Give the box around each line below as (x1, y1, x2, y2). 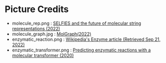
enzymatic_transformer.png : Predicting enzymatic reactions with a (12, 47, 151, 53)
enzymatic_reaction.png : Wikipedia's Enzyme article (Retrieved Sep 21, (12, 36, 161, 42)
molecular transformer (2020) (12, 52, 74, 58)
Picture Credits (5, 4, 69, 15)
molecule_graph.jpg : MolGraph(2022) (12, 31, 92, 37)
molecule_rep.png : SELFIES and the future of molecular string (12, 20, 141, 26)
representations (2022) (12, 25, 60, 31)
